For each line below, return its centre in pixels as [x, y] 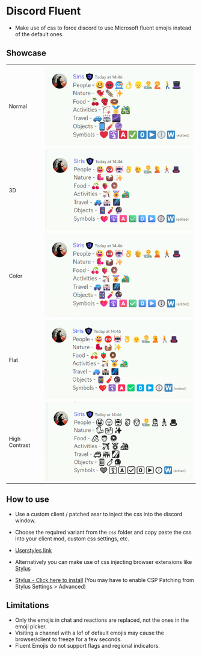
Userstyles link [33, 550]
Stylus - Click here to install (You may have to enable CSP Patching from [104, 580]
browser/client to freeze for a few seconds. [68, 639]
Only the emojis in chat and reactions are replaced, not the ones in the [102, 620]
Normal [18, 106]
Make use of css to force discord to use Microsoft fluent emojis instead [103, 28]
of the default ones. [39, 34]
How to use [28, 500]
